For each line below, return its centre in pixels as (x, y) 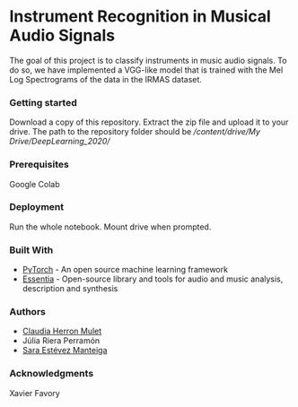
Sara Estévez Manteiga (65, 351)
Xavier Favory (35, 393)
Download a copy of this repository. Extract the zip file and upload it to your (149, 122)
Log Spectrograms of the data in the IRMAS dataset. (105, 79)
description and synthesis (70, 289)
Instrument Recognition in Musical (140, 17)
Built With (31, 250)
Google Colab (35, 184)
